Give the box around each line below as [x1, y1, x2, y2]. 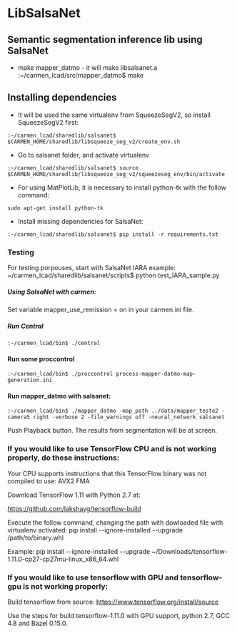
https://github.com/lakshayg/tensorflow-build [7, 504, 141, 513]
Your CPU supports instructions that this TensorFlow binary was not [7, 469, 207, 478]
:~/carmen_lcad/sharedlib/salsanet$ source [7, 164, 139, 172]
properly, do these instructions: [7, 453, 120, 463]
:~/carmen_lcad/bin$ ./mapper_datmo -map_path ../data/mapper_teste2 [7, 408, 219, 415]
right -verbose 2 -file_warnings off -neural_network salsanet [33, 413, 225, 421]
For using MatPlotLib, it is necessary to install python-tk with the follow [17, 183, 227, 192]
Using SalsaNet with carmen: [7, 287, 96, 296]
